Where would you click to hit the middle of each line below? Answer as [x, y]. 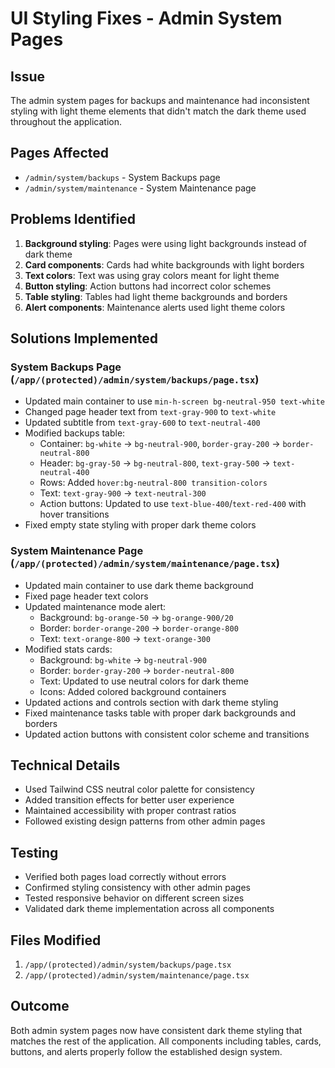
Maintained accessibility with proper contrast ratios [130, 811]
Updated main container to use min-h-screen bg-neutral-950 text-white [174, 401]
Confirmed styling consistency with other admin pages [137, 888]
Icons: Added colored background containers [133, 691]
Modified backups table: [75, 433]
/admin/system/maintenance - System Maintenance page [140, 188]
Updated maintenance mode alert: [95, 606]
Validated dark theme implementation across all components [149, 909]
